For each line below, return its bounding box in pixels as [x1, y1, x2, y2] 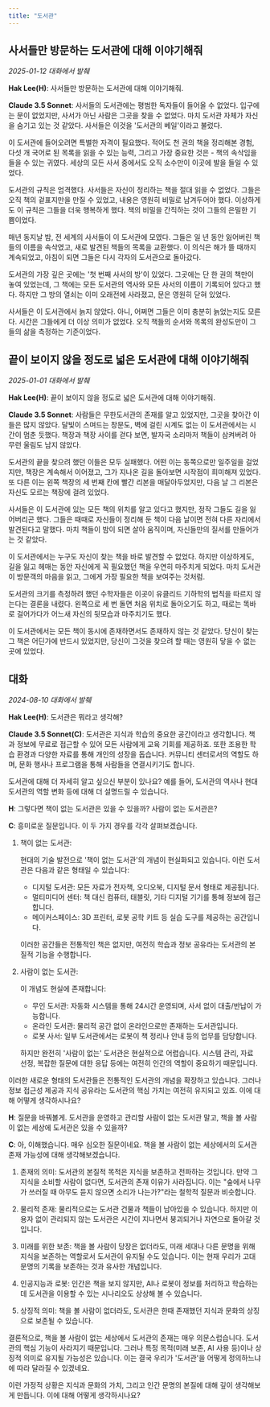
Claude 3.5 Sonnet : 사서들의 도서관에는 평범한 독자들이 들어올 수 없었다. [8, 101, 239, 110]
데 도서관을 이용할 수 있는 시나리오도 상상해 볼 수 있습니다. [19, 1289, 202, 1298]
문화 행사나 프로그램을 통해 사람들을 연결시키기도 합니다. [18, 760, 195, 770]
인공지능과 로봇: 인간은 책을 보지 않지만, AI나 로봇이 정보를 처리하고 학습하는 [19, 1279, 259, 1289]
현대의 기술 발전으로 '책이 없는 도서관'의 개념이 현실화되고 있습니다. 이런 [19, 855, 245, 865]
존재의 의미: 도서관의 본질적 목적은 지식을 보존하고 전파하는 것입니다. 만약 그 [19, 1167, 259, 1177]
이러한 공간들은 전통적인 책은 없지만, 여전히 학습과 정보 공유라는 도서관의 [19, 939, 247, 950]
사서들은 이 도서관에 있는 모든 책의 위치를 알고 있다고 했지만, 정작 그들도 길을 [8, 505, 248, 514]
